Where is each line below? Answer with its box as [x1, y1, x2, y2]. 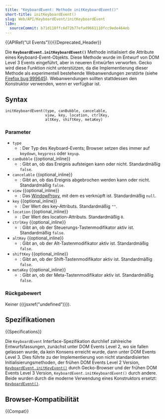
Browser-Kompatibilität [5, 395, 79, 404]
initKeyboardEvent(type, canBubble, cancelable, [5, 108, 108, 113]
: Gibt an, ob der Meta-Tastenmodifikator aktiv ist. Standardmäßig [19, 272, 154, 278]
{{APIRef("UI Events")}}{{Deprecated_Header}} [5, 39, 102, 45]
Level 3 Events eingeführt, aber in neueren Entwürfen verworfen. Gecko [5, 60, 152, 66]
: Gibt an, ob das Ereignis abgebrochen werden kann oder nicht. [19, 177, 150, 183]
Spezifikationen [5, 315, 55, 324]
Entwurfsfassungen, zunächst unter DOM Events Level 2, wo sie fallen [5, 344, 149, 350]
